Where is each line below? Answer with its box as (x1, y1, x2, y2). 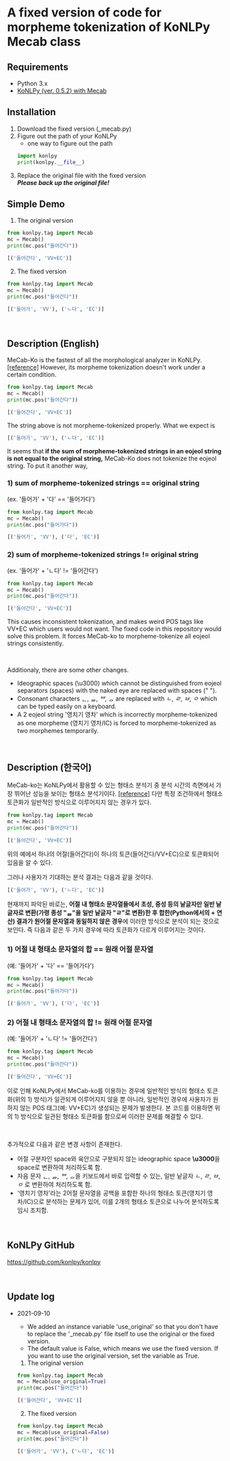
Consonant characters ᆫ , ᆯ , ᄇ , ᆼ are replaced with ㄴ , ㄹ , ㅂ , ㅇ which (16, 695, 218, 703)
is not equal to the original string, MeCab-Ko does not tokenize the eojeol (7, 454, 217, 462)
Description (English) (7, 338, 99, 349)
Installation (7, 106, 56, 118)
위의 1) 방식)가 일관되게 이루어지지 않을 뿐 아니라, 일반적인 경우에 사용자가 (14, 1095, 212, 1103)
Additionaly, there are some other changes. (7, 666, 129, 674)
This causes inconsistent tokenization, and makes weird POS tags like (7, 618, 204, 626)
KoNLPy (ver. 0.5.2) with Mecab (16, 87, 107, 95)
